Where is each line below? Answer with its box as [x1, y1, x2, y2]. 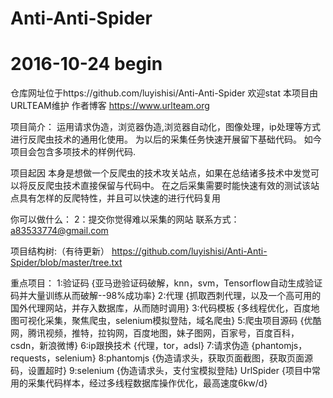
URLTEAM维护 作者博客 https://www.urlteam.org [10, 100, 210, 112]
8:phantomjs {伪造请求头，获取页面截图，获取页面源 [98, 352, 314, 364]
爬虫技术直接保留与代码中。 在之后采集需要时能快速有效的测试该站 [44, 180, 320, 192]
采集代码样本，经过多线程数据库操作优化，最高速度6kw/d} [27, 377, 268, 389]
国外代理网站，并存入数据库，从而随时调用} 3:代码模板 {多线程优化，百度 [10, 302, 312, 314]
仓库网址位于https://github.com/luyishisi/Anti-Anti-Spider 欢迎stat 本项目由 [10, 87, 318, 99]
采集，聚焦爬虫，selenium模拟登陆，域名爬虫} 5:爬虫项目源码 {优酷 [44, 315, 322, 327]
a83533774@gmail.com [10, 225, 109, 237]
